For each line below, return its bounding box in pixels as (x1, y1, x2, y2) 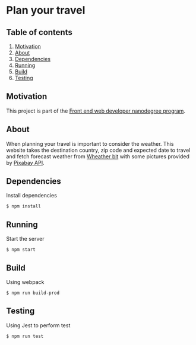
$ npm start (6, 247, 36, 253)
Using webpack (6, 279, 45, 286)
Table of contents (6, 27, 72, 37)
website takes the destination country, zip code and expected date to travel (6, 146, 191, 154)
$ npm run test (6, 333, 44, 339)
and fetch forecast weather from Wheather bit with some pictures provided (6, 152, 190, 160)
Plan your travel (6, 4, 86, 17)
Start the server (6, 235, 45, 242)
